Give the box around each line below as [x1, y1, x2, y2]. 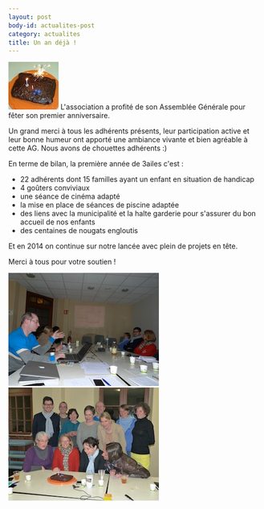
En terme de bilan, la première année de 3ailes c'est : [8, 159, 185, 169]
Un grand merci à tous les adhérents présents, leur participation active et [8, 126, 250, 136]
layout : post [8, 13, 52, 21]
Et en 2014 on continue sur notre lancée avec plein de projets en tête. [8, 241, 238, 251]
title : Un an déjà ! [8, 39, 78, 47]
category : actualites [8, 30, 81, 38]
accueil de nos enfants [19, 217, 95, 227]
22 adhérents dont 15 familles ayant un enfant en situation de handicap [19, 174, 255, 184]
